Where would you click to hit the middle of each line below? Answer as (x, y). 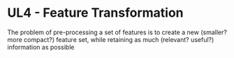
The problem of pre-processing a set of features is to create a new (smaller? (117, 32)
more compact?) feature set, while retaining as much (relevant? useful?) (111, 39)
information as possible (41, 47)
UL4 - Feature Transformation (95, 13)
